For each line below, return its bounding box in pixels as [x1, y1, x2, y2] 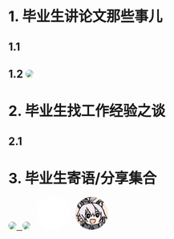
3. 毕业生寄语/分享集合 [8, 169, 157, 187]
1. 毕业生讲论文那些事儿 [8, 7, 163, 26]
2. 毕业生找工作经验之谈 [8, 102, 166, 121]
